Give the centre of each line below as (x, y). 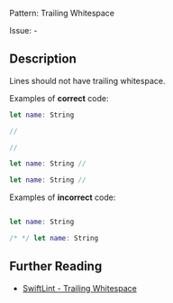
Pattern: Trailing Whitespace (62, 13)
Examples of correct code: (59, 98)
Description (43, 59)
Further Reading (56, 266)
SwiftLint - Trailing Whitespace (79, 288)
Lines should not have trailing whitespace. (87, 80)
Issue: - (23, 30)
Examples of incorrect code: (63, 197)
